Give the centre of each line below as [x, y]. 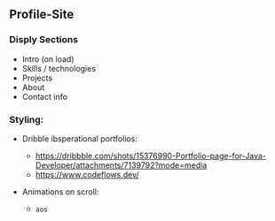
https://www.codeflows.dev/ [87, 174]
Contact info [45, 96]
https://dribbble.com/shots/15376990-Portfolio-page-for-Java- [151, 156]
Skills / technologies [59, 68]
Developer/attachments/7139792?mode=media [121, 165]
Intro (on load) [48, 59]
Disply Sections [43, 40]
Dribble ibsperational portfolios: [79, 138]
